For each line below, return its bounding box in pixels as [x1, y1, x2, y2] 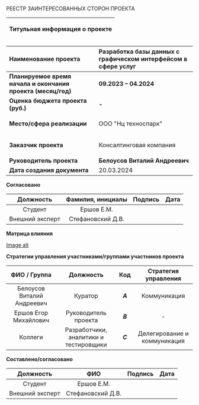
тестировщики [65, 341, 107, 348]
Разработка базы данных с [98, 47, 180, 56]
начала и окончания [9, 80, 70, 88]
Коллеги [19, 333, 43, 341]
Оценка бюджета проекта [9, 97, 87, 105]
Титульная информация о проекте [9, 25, 113, 33]
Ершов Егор [14, 309, 49, 317]
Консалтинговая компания [98, 141, 176, 149]
